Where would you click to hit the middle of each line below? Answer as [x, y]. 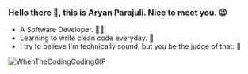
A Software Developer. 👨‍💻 [62, 30]
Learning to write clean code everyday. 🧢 [87, 38]
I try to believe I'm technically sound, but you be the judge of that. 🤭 [130, 46]
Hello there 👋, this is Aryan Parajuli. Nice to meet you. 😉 [118, 13]
